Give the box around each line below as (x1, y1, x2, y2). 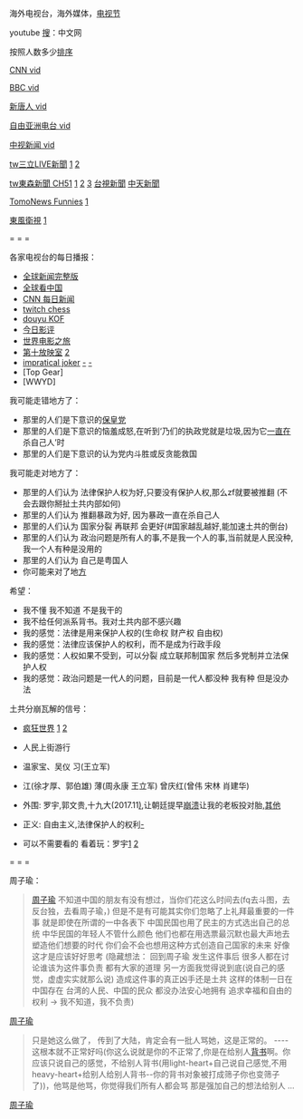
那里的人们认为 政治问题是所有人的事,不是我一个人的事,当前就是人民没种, (22, 532, 294, 542)
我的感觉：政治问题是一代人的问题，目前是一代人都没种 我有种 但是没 (22, 673, 281, 683)
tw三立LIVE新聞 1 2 (9, 159, 80, 170)
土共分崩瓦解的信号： (9, 704, 89, 714)
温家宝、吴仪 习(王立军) (22, 761, 110, 772)
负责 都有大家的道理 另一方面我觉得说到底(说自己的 (87, 962, 278, 973)
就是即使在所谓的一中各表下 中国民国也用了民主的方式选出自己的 (42, 917, 282, 928)
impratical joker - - (22, 357, 92, 367)
